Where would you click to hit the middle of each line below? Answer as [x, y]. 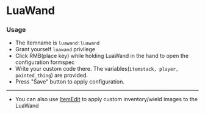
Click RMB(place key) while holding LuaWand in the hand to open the [102, 56]
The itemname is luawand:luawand [57, 43]
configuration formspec [45, 62]
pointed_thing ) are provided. [52, 75]
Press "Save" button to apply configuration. [70, 82]
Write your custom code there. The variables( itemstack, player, [97, 69]
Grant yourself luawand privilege [55, 49]
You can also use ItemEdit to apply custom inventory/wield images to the [106, 99]
